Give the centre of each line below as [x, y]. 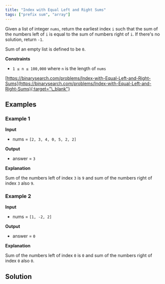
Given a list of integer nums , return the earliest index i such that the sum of [82, 28]
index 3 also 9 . [20, 183]
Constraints [18, 58]
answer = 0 [24, 236]
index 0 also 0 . [20, 261]
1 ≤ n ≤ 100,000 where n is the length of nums [59, 68]
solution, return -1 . [24, 39]
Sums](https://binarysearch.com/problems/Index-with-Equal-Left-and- [78, 83]
